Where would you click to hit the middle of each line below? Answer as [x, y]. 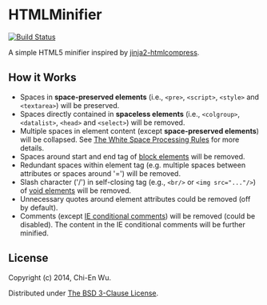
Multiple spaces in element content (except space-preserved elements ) [139, 130]
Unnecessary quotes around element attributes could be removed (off [135, 199]
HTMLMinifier [55, 15]
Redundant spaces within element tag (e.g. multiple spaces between [133, 165]
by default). [39, 207]
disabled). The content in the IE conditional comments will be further [132, 224]
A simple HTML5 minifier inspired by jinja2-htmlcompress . [104, 52]
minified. [34, 233]
